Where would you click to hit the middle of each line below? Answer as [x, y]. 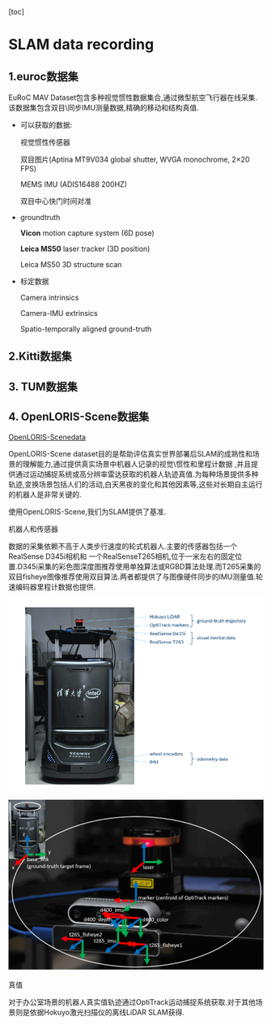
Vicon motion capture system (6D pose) [87, 233]
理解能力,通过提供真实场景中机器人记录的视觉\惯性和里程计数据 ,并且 [137, 464]
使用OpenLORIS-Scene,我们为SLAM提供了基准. [87, 512]
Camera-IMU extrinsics [59, 313]
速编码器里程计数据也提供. [52, 586]
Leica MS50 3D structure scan [71, 264]
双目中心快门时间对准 [55, 201]
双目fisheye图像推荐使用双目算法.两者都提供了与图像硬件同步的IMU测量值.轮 [136, 577]
